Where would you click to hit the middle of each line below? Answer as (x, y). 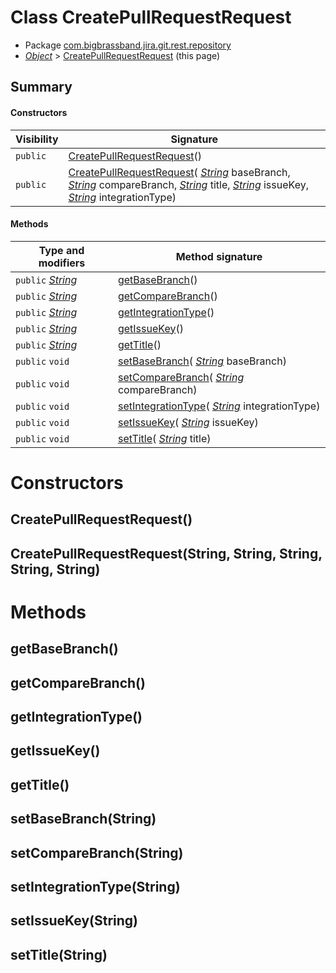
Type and (61, 250)
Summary (41, 87)
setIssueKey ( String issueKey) (188, 422)
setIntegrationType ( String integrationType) (219, 406)
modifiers (62, 263)
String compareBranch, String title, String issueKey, (188, 184)
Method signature (219, 256)
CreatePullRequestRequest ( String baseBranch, (179, 172)
